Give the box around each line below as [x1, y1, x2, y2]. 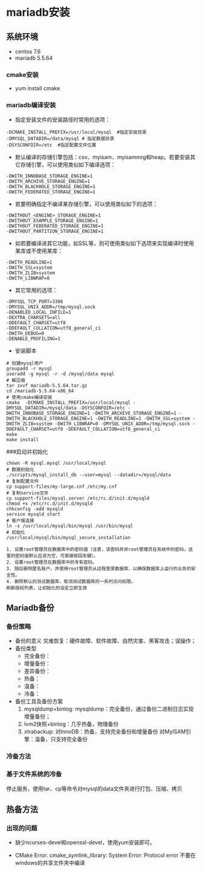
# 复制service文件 [6, 490, 49, 496]
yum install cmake [14, 85, 60, 92]
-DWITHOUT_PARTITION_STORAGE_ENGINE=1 [6, 228, 104, 234]
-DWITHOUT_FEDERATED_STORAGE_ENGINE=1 [6, 223, 104, 229]
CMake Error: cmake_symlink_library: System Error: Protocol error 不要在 [14, 851, 196, 859]
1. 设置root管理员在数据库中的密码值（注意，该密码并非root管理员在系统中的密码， [6, 546, 189, 552]
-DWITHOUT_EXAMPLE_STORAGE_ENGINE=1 [6, 217, 98, 224]
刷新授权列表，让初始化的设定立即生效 [6, 585, 87, 591]
